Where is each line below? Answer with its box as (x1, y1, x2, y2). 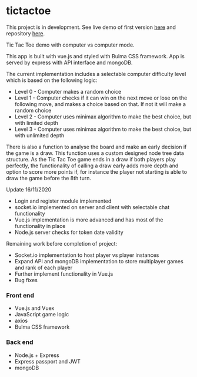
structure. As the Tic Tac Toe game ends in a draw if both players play (6, 156, 176, 163)
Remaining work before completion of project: (6, 240, 118, 247)
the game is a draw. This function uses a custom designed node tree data (6, 149, 184, 157)
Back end (6, 338, 34, 346)
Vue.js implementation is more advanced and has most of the (14, 216, 163, 223)
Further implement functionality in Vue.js (14, 270, 113, 277)
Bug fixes (14, 276, 38, 283)
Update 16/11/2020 (6, 186, 52, 193)
